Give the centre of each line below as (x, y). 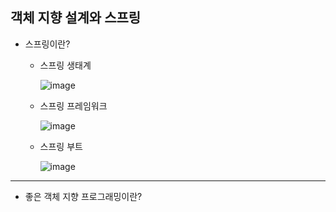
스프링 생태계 (65, 65)
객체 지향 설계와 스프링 (76, 18)
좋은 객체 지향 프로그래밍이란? (83, 196)
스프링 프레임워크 (73, 105)
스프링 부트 (61, 146)
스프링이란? (47, 44)
